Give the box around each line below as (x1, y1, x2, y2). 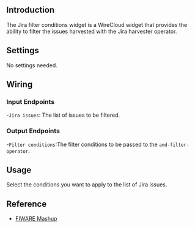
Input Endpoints (6, 97, 55, 106)
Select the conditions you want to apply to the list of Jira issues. (6, 181, 167, 188)
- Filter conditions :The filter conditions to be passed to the (6, 141, 158, 148)
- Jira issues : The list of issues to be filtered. (6, 111, 120, 119)
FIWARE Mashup (15, 215, 57, 222)
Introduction (6, 5, 55, 15)
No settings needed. (6, 61, 58, 69)
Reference (6, 199, 47, 209)
